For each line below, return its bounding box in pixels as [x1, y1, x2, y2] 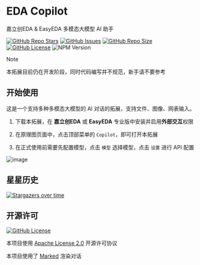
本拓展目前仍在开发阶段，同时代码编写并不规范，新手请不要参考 [6, 68, 165, 75]
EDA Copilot [6, 4, 68, 18]
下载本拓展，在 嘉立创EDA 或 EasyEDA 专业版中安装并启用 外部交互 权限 [15, 117, 194, 125]
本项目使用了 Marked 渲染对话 [6, 252, 82, 260]
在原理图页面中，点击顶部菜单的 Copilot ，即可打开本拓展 [15, 131, 158, 138]
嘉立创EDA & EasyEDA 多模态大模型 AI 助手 [6, 25, 114, 32]
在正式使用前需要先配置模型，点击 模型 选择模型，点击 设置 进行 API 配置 [15, 143, 195, 151]
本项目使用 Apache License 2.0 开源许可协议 [6, 239, 118, 247]
